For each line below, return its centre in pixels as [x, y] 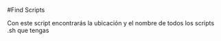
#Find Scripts [26, 10]
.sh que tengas [28, 30]
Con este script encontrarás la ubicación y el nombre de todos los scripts [111, 23]
